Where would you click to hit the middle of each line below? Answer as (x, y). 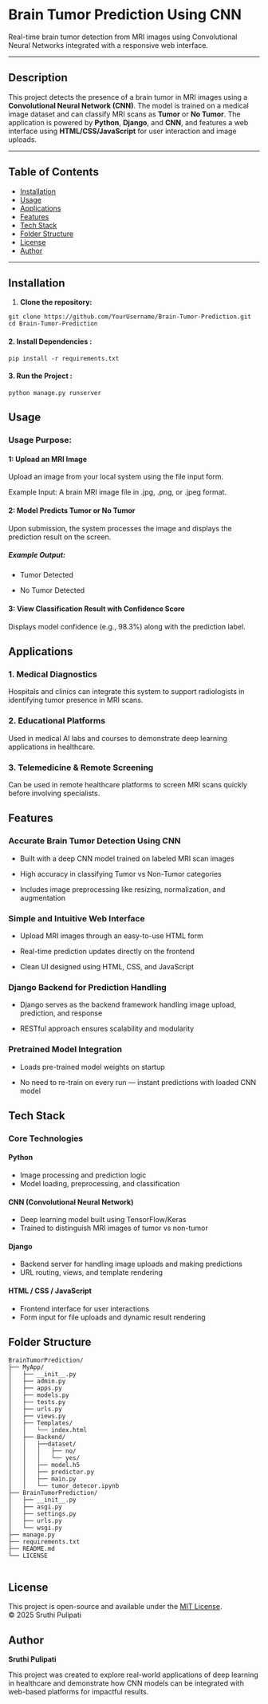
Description (38, 78)
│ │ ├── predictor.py (51, 1472)
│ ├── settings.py (43, 1514)
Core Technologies (46, 1138)
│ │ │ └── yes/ (44, 1458)
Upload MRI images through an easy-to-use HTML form (111, 936)
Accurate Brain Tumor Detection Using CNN (95, 841)
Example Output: (37, 555)
